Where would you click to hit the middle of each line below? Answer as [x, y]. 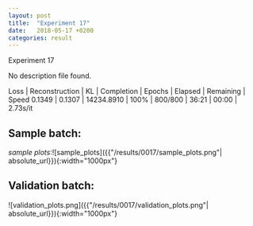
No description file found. [50, 76]
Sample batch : [45, 133]
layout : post [30, 16]
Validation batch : [52, 186]
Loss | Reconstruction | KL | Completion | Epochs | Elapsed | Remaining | [127, 92]
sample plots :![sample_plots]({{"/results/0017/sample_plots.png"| [115, 153]
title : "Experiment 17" [49, 23]
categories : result [40, 38]
